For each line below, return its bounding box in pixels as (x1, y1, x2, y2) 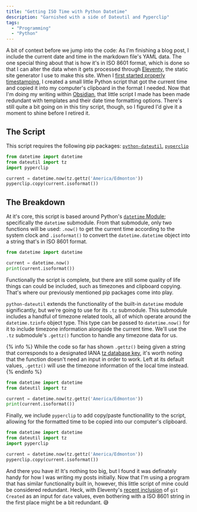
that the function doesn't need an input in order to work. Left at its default (6, 356, 184, 363)
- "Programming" (11, 25, 51, 31)
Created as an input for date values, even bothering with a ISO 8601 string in (6, 493, 190, 500)
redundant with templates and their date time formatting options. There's (6, 97, 182, 104)
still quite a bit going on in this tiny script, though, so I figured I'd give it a (6, 103, 182, 110)
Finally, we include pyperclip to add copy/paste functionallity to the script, (6, 412, 186, 419)
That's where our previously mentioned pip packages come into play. (6, 289, 174, 296)
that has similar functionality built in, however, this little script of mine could (6, 480, 189, 487)
